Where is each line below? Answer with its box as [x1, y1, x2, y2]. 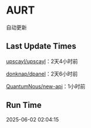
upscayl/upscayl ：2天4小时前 [6, 57, 78, 65]
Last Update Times [6, 41, 76, 51]
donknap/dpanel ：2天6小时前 [6, 70, 78, 77]
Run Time [6, 100, 42, 110]
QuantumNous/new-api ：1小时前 [6, 83, 86, 90]
